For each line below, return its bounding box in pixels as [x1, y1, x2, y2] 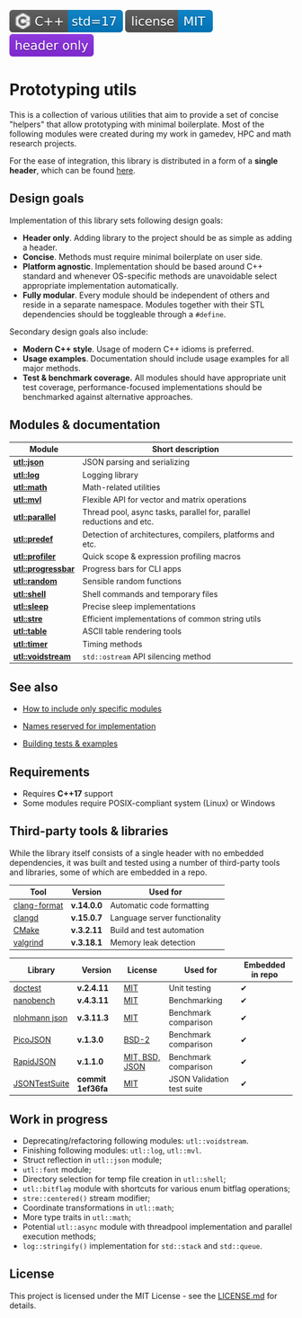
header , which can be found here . [9, 165, 137, 175]
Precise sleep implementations [82, 601, 196, 611]
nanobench [13, 994, 56, 1005]
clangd [13, 912, 39, 922]
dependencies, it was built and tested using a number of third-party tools [9, 857, 280, 868]
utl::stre [13, 613, 43, 625]
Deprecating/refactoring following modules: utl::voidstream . [22, 1135, 249, 1146]
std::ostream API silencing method [82, 651, 211, 662]
